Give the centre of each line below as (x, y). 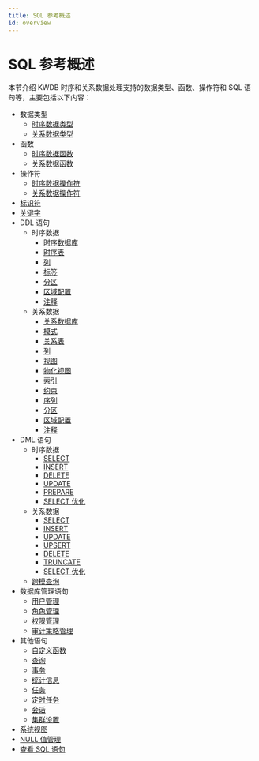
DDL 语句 (34, 223)
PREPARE (58, 492)
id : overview (30, 23)
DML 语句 (35, 440)
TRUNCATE (62, 562)
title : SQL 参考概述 (39, 15)
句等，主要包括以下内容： (50, 97)
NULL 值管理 (40, 740)
